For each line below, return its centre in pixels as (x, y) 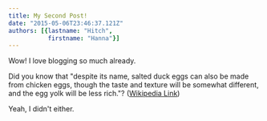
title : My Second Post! (48, 16)
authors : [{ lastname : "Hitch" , (61, 30)
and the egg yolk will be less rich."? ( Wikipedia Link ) (94, 94)
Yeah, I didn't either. (41, 109)
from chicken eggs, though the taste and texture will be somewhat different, (133, 85)
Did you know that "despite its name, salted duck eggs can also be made (129, 76)
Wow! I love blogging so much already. (72, 61)
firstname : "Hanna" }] (84, 38)
